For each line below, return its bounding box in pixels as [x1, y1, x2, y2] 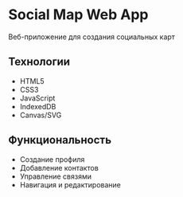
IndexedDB [19, 101, 56, 111]
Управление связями [19, 171, 91, 181]
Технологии [8, 55, 70, 69]
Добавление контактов [19, 163, 99, 172]
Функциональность [8, 133, 112, 147]
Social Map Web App [8, 6, 149, 24]
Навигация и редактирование [19, 179, 121, 189]
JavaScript [19, 93, 56, 103]
